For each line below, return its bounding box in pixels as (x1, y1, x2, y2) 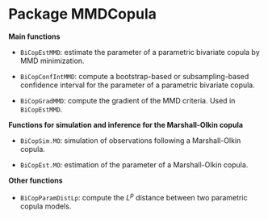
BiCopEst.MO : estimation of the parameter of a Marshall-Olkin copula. (19, 159, 249, 170)
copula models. (19, 201, 72, 211)
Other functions (8, 175, 63, 185)
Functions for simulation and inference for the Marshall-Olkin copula (8, 120, 244, 129)
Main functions (8, 32, 61, 41)
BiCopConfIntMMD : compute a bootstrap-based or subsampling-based (19, 71, 249, 81)
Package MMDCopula (8, 5, 157, 23)
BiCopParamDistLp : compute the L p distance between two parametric (19, 191, 248, 202)
